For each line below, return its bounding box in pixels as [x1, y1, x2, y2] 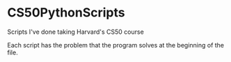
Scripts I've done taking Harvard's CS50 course [7, 28, 144, 36]
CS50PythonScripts [7, 5, 125, 21]
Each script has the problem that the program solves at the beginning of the [7, 41, 225, 49]
